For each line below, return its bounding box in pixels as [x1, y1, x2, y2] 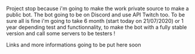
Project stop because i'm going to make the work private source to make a [6, 5, 189, 12]
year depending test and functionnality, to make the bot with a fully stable [6, 23, 187, 31]
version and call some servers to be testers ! [6, 30, 115, 37]
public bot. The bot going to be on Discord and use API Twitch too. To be [6, 11, 185, 18]
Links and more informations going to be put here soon [6, 41, 141, 48]
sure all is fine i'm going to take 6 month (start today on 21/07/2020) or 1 [6, 18, 184, 24]
